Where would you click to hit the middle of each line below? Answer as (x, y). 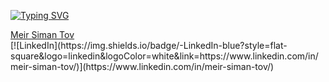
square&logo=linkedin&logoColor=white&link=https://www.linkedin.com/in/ (164, 56)
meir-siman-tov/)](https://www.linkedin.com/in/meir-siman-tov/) (142, 66)
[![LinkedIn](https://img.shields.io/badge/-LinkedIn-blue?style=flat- (149, 45)
